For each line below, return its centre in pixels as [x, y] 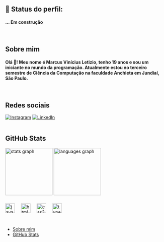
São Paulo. [17, 78]
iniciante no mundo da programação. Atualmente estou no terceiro [76, 67]
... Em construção [24, 22]
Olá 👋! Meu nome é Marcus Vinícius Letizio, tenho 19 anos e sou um [77, 62]
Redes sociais [27, 105]
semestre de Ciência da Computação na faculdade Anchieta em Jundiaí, [82, 73]
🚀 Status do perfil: [34, 9]
